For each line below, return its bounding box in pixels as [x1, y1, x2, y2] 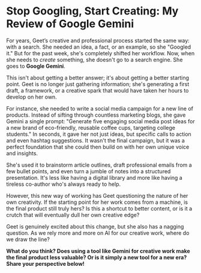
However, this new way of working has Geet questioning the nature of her [6, 192, 188, 199]
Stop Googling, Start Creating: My [6, 4, 179, 18]
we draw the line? [6, 236, 50, 243]
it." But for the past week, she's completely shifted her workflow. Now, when [6, 49, 195, 57]
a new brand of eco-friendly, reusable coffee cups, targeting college [6, 124, 176, 131]
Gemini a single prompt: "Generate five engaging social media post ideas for [6, 117, 195, 124]
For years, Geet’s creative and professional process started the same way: [6, 37, 190, 44]
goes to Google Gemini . [6, 62, 66, 70]
